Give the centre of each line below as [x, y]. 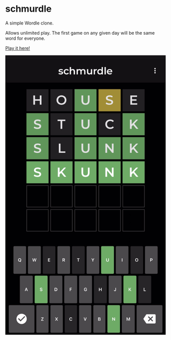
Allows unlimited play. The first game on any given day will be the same [80, 33]
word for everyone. [25, 38]
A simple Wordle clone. [30, 23]
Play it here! [18, 48]
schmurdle [28, 9]
